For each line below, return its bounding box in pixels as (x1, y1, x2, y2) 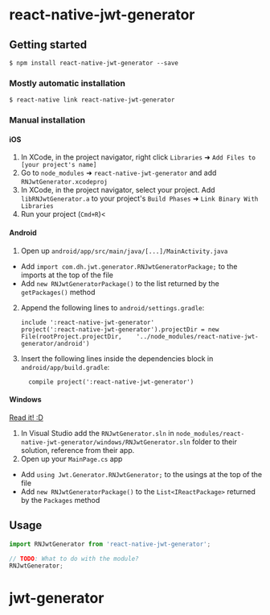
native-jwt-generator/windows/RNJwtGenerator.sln (20, 438, 191, 447)
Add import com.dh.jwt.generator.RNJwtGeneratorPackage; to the (20, 261, 238, 271)
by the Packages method (20, 495, 100, 505)
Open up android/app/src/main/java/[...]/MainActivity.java (20, 246, 228, 256)
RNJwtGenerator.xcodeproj (20, 178, 108, 186)
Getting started (9, 38, 88, 52)
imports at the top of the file (20, 270, 113, 280)
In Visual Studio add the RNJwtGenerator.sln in (20, 428, 175, 438)
